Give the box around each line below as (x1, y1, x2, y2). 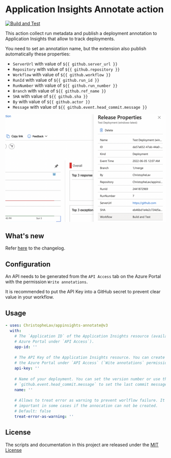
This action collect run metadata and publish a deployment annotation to (5, 30, 157, 36)
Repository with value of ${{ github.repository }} (12, 66, 120, 72)
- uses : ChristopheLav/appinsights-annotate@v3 (5, 323, 108, 328)
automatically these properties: (5, 51, 71, 57)
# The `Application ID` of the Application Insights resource (14, 333, 149, 339)
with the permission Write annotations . (5, 279, 88, 285)
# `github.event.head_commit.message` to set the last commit (14, 382, 149, 387)
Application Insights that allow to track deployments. (5, 36, 116, 42)
